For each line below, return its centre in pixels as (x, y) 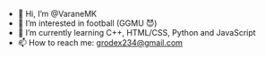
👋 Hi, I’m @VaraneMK (57, 14)
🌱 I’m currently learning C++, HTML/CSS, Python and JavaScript (137, 33)
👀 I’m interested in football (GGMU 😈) (87, 23)
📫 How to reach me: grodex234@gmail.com (100, 43)
